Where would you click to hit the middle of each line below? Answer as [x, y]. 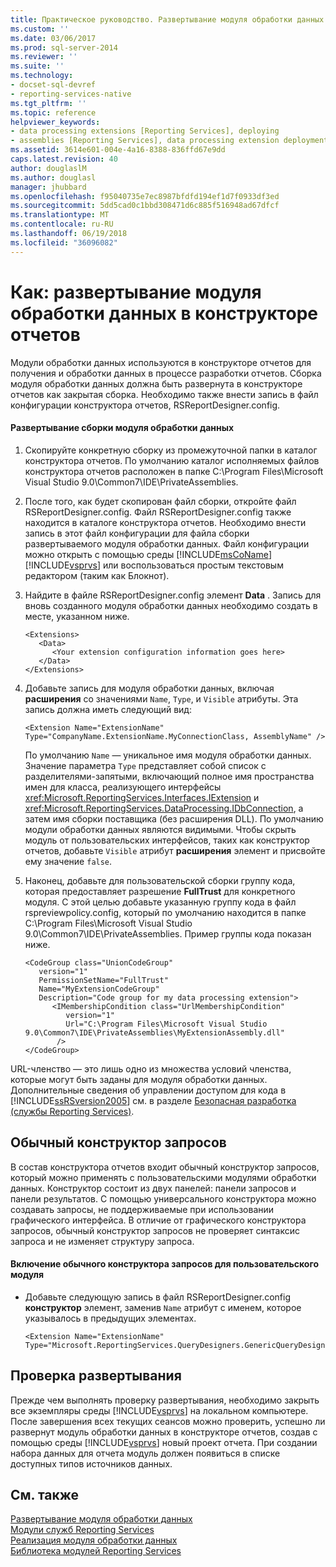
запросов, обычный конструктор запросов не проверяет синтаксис [155, 1230]
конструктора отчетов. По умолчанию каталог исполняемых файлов [172, 460]
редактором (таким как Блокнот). [97, 575]
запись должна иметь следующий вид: [108, 709]
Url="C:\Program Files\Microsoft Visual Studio [166, 1024]
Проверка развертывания [96, 1376]
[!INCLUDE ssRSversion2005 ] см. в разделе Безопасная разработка [153, 1100]
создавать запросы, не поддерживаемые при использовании [142, 1209]
